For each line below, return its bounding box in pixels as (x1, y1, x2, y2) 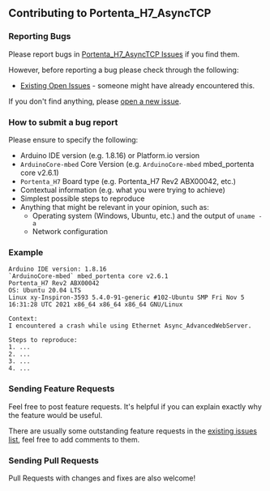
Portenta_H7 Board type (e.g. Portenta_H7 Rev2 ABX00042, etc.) (19, 176, 237, 186)
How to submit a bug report (8, 117, 118, 128)
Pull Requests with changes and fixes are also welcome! (8, 473, 196, 483)
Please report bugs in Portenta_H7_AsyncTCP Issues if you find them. (8, 49, 240, 59)
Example (8, 246, 44, 258)
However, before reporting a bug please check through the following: (8, 65, 239, 75)
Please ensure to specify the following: (8, 134, 139, 144)
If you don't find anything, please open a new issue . (8, 96, 182, 106)
